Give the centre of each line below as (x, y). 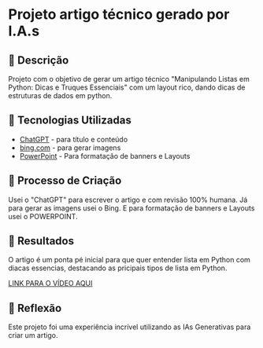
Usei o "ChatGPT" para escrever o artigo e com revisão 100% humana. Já (128, 200)
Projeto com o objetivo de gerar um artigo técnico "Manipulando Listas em (129, 79)
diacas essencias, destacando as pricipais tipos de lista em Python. (118, 268)
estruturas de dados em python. (60, 95)
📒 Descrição (39, 60)
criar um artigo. (33, 335)
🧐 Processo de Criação (65, 181)
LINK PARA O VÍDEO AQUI (50, 284)
